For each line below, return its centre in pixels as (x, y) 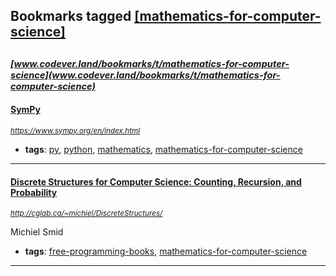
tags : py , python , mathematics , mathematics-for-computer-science (163, 149)
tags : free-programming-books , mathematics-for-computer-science (166, 251)
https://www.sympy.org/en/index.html (75, 130)
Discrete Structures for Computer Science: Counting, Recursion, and (156, 181)
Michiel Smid (37, 232)
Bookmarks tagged (71, 16)
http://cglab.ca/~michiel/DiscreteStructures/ (86, 214)
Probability (34, 192)
